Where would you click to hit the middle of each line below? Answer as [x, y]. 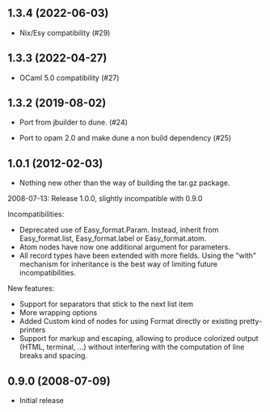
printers [32, 330]
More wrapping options [58, 313]
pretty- [251, 322]
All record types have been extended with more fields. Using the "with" [137, 256]
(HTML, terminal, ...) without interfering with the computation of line [132, 347]
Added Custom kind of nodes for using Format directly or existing [128, 322]
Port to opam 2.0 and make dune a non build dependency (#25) [125, 138]
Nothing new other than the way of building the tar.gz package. [124, 183]
